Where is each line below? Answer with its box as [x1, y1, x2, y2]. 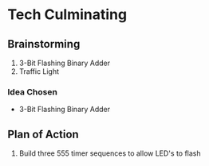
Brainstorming [7, 37, 81, 51]
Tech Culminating [7, 6, 128, 24]
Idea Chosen [7, 86, 57, 97]
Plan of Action [7, 127, 79, 141]
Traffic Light [18, 67, 60, 76]
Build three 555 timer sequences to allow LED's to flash [18, 149, 201, 158]
